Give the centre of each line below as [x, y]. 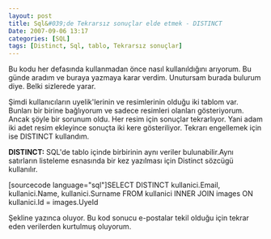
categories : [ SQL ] [39, 38]
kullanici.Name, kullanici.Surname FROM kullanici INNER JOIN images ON [131, 194]
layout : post [30, 16]
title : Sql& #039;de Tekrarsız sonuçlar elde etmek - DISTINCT [115, 23]
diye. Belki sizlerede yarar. [52, 87]
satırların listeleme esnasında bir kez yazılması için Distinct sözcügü [121, 161]
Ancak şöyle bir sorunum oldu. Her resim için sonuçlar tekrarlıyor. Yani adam [135, 119]
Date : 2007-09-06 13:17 [49, 31]
